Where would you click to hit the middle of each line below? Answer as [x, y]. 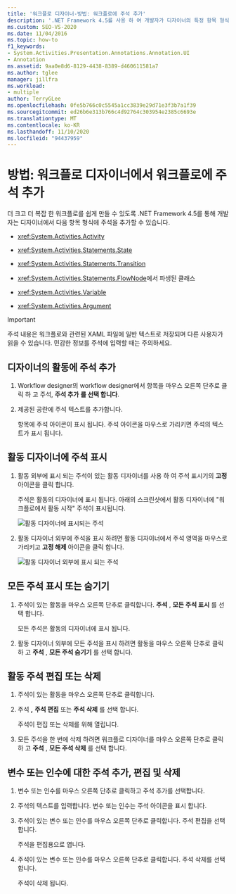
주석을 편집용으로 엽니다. [51, 845]
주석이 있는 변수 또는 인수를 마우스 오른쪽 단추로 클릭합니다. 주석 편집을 [115, 821]
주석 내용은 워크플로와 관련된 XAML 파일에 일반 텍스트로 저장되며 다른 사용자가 [115, 334]
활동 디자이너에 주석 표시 [57, 457]
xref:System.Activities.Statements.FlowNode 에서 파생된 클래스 [106, 278]
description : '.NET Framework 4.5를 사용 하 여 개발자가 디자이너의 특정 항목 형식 [118, 20]
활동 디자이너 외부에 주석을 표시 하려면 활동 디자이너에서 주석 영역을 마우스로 [123, 538]
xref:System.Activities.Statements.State [75, 250]
